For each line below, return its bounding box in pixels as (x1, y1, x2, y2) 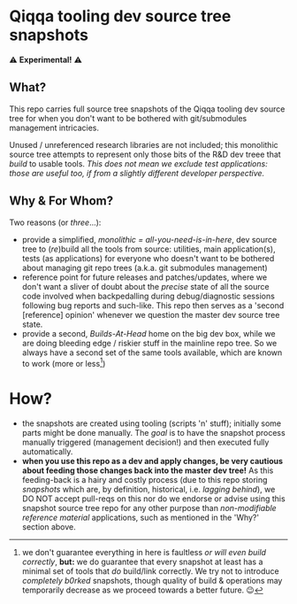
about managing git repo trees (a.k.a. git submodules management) (21, 262, 268, 273)
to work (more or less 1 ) (21, 356, 106, 368)
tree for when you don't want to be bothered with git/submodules (9, 112, 247, 123)
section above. (21, 522, 77, 532)
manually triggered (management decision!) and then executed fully (21, 437, 270, 448)
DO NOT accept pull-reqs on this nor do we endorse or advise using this (21, 493, 286, 504)
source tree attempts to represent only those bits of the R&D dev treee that (9, 149, 281, 159)
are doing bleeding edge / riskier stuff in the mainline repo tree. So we (21, 337, 278, 348)
